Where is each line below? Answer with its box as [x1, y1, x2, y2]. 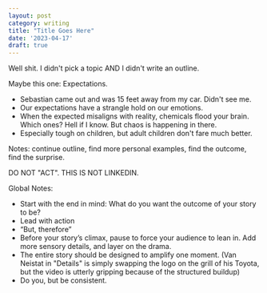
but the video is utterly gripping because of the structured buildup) [19, 267, 241, 277]
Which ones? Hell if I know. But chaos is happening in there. [19, 120, 217, 130]
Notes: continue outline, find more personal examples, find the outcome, [8, 144, 247, 154]
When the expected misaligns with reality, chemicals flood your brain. [19, 111, 249, 121]
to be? [19, 207, 42, 217]
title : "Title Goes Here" [8, 26, 94, 34]
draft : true [8, 42, 48, 50]
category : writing [8, 19, 70, 27]
